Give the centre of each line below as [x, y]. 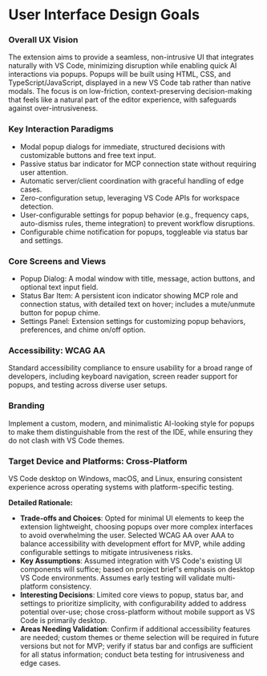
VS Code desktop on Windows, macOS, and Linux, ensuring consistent [125, 478]
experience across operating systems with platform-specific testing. [121, 487]
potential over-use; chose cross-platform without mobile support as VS [137, 612]
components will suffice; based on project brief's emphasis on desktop [137, 569]
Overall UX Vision [43, 40]
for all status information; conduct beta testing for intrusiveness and [132, 654]
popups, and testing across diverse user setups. [88, 385]
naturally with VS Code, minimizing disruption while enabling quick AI [123, 66]
